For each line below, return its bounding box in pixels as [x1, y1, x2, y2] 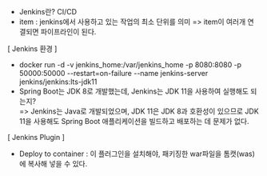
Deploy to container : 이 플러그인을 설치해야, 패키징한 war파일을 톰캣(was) [18, 149, 255, 158]
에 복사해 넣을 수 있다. [18, 159, 88, 168]
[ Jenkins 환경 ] [7, 44, 58, 54]
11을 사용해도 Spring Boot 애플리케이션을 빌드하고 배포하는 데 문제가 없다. [18, 117, 249, 126]
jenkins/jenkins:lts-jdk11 [18, 77, 98, 86]
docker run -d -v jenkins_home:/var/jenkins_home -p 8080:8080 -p [18, 60, 241, 70]
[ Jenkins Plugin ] [7, 133, 66, 142]
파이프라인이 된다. [40, 27, 97, 36]
